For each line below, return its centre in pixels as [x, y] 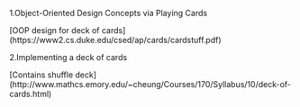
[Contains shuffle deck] [53, 75]
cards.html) [31, 94]
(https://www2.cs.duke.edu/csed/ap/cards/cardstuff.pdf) [116, 40]
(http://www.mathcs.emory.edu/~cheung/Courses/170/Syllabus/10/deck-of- [150, 84]
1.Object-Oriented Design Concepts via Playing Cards [109, 13]
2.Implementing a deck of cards [68, 57]
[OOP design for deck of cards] [68, 30]
